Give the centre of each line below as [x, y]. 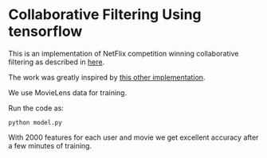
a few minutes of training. [50, 145]
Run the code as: [36, 108]
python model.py [35, 122]
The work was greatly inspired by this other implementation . [107, 77]
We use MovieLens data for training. [68, 92]
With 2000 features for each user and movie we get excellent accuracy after [133, 137]
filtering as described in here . [57, 62]
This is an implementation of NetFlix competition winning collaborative [124, 53]
